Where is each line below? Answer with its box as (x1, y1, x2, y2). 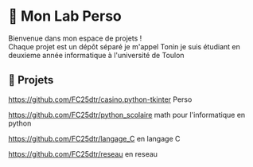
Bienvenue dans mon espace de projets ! (8, 33, 142, 43)
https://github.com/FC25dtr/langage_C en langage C (8, 134, 181, 143)
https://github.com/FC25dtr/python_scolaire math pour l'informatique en (8, 110, 246, 119)
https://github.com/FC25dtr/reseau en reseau (8, 149, 158, 158)
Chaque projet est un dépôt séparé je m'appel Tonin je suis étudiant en (8, 41, 241, 51)
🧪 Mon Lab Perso (8, 7, 122, 25)
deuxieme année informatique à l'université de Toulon (8, 50, 185, 60)
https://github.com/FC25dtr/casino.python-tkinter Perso (8, 95, 193, 104)
